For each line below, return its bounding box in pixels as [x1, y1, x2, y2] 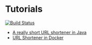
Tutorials [5, 3, 43, 15]
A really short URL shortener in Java [12, 29, 87, 35]
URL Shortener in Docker [12, 35, 64, 41]
